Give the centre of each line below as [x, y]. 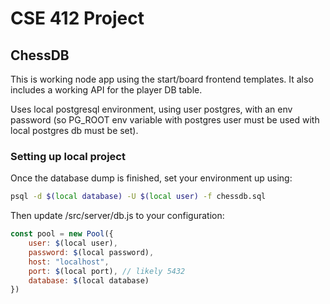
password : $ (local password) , [91, 252]
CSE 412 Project [77, 18]
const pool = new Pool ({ [62, 234]
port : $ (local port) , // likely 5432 [107, 271]
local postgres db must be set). [74, 130]
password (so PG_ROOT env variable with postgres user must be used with [165, 120]
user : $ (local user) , [73, 243]
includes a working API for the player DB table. [106, 90]
